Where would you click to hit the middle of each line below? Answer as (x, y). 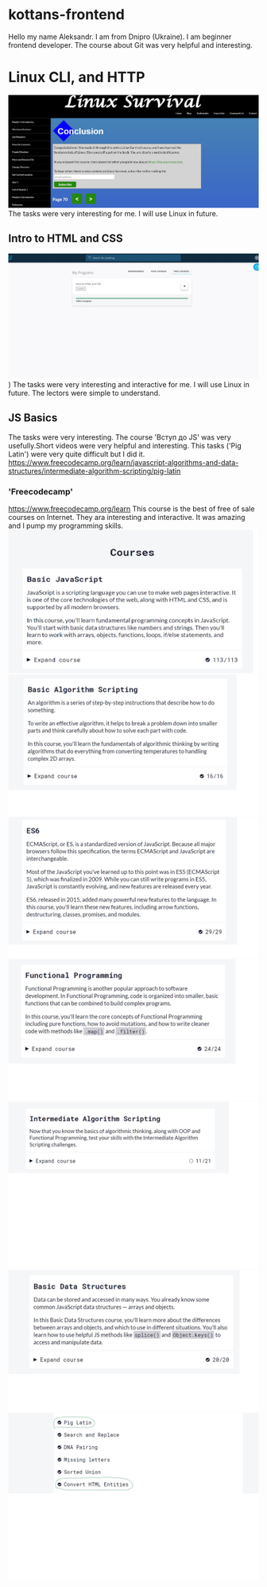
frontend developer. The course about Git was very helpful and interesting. (130, 45)
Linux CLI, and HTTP (77, 78)
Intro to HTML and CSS (66, 239)
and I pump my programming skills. (66, 526)
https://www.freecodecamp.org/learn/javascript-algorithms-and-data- (124, 462)
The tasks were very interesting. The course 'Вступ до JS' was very (120, 437)
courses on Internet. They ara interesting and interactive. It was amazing (127, 517)
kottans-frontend (66, 15)
